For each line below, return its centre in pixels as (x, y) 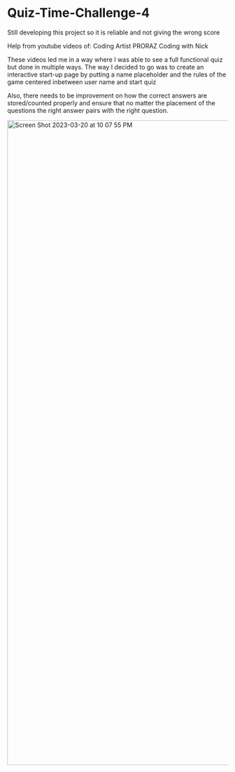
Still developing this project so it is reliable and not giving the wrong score (114, 32)
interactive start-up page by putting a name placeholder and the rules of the (117, 74)
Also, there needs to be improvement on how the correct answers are (107, 95)
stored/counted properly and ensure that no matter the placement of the (111, 102)
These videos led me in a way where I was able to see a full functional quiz (115, 59)
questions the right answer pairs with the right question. (88, 110)
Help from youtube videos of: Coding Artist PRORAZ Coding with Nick (108, 46)
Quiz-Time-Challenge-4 (79, 13)
